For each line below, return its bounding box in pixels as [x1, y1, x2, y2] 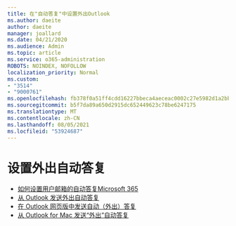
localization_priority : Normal [7, 69, 99, 76]
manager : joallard [7, 29, 61, 37]
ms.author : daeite [7, 17, 61, 24]
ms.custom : [7, 75, 39, 83]
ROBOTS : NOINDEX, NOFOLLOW [7, 62, 86, 69]
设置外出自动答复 [7, 160, 107, 176]
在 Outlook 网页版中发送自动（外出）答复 [17, 202, 137, 211]
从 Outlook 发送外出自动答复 [17, 194, 100, 202]
